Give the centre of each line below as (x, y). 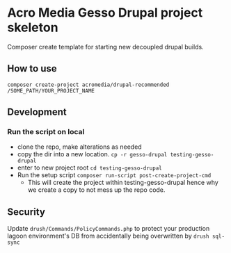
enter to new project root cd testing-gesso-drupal (89, 168)
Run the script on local (46, 132)
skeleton (33, 27)
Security (26, 212)
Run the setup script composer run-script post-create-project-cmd (114, 175)
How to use (32, 68)
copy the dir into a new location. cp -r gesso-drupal (92, 154)
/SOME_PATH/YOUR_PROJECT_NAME (51, 91)
